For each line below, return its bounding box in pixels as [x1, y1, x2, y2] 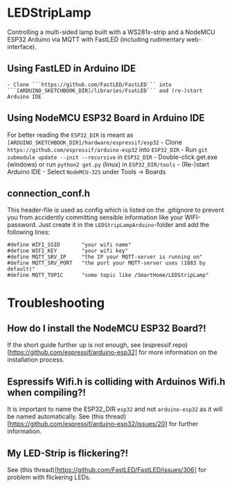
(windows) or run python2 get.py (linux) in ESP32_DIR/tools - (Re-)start [7, 160, 210, 168]
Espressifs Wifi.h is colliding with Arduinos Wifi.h [7, 376, 226, 387]
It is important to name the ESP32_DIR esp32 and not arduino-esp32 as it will [7, 405, 223, 414]
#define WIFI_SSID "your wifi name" [7, 242, 132, 249]
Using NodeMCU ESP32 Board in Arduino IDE [7, 112, 205, 124]
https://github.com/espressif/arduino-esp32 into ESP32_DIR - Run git [7, 145, 208, 153]
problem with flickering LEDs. [7, 473, 91, 481]
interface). [7, 42, 37, 51]
